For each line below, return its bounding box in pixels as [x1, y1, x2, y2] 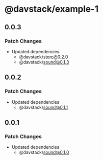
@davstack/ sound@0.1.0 [19, 149, 69, 155]
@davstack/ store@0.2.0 [19, 54, 68, 60]
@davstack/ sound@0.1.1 [19, 104, 68, 110]
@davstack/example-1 [4, 3, 99, 15]
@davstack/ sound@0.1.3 [19, 59, 69, 65]
